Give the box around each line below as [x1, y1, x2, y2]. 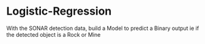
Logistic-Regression [6, 4, 112, 18]
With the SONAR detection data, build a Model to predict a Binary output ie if [6, 24, 199, 32]
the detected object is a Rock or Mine [6, 31, 101, 38]
